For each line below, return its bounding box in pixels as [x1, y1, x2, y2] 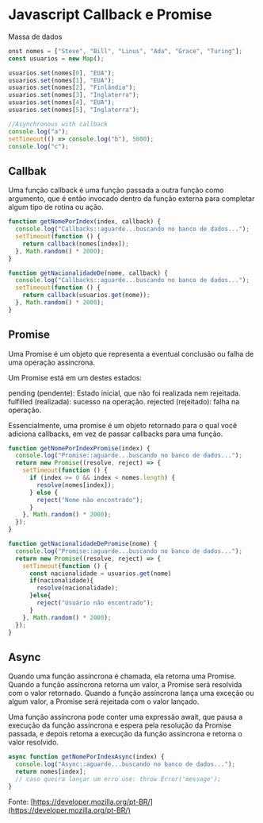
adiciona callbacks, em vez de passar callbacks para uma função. [8, 429, 223, 439]
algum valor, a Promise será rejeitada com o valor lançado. [8, 697, 200, 706]
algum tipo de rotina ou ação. [8, 203, 105, 212]
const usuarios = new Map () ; [8, 54, 105, 63]
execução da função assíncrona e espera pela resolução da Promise [8, 721, 232, 730]
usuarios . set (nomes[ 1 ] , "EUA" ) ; [8, 76, 115, 84]
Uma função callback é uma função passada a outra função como [8, 185, 224, 195]
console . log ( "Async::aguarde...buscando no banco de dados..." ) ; [15, 760, 236, 768]
